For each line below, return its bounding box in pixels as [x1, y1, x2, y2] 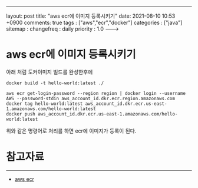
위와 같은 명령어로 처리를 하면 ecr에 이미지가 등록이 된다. [6, 127, 137, 134]
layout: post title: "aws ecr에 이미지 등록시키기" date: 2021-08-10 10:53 [6, 12, 176, 19]
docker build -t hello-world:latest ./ [6, 80, 104, 86]
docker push [6, 111, 35, 117]
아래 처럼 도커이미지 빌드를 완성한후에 [6, 68, 93, 75]
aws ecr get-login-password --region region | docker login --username [6, 90, 186, 96]
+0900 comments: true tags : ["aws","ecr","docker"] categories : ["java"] [6, 19, 183, 26]
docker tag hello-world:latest [6, 101, 83, 107]
